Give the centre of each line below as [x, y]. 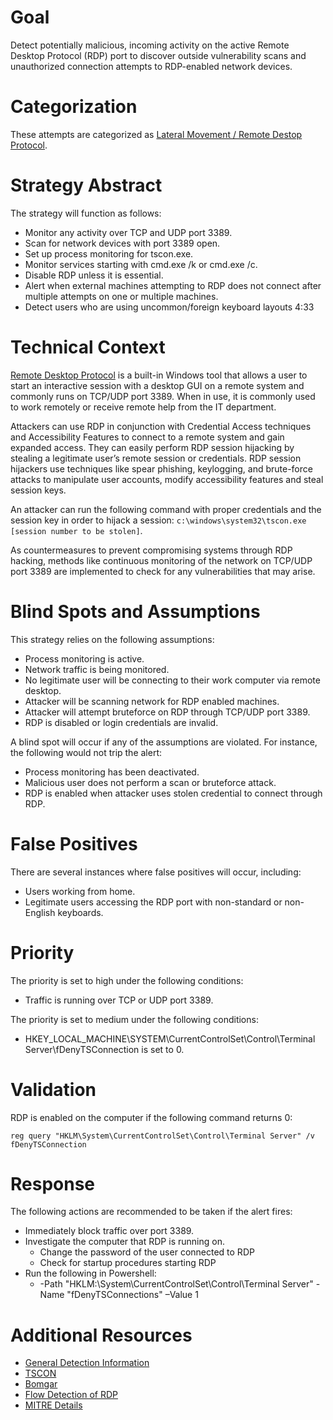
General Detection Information [87, 1363]
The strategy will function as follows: [86, 213]
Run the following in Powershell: [90, 1273]
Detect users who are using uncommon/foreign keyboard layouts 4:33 [169, 307]
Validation [53, 1089]
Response [53, 1183]
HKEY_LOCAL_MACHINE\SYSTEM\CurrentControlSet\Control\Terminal [170, 1038]
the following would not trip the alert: [86, 752]
